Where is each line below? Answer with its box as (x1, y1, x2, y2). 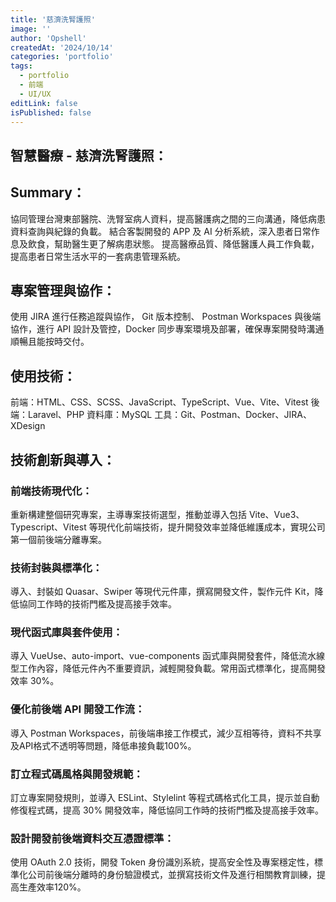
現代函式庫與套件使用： (10, 626, 123, 640)
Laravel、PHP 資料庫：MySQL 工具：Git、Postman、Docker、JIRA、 (27, 409, 312, 421)
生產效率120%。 (18, 881, 87, 893)
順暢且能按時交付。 (10, 336, 90, 348)
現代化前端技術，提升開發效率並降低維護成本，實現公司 (97, 521, 326, 533)
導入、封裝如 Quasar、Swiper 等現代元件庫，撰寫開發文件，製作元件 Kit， (10, 586, 315, 598)
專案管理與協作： (10, 282, 116, 299)
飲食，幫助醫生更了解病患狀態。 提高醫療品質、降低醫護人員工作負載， (27, 237, 320, 250)
